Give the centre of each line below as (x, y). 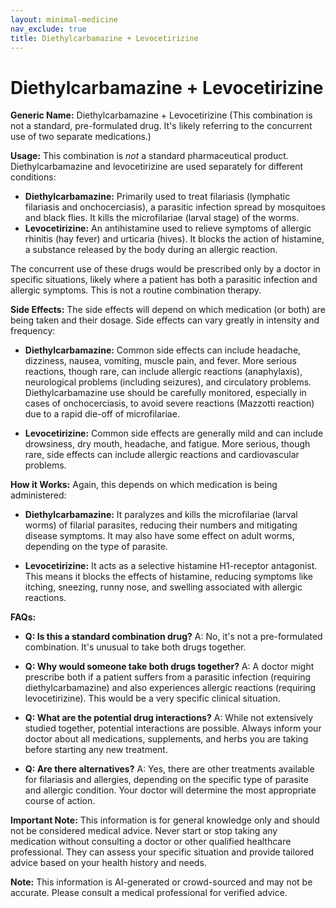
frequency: (33, 331)
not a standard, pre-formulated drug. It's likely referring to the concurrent (161, 126)
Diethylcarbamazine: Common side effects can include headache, (163, 350)
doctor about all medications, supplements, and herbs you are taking (166, 739)
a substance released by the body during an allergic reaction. (151, 250)
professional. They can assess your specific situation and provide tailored (162, 852)
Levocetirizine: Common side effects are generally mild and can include (174, 433)
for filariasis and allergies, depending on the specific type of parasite (166, 780)
